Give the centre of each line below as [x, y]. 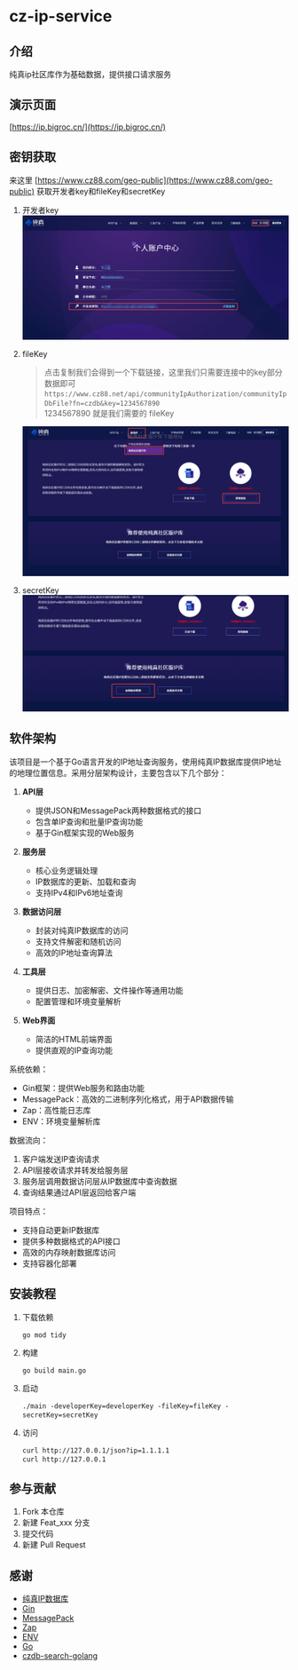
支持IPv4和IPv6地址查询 [79, 892]
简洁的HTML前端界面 [74, 1039]
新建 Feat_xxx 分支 [56, 1523]
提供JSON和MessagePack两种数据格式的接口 [118, 811]
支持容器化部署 [49, 1263]
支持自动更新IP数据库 [61, 1230]
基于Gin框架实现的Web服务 [85, 833]
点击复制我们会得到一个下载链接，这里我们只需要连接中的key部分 [163, 372]
